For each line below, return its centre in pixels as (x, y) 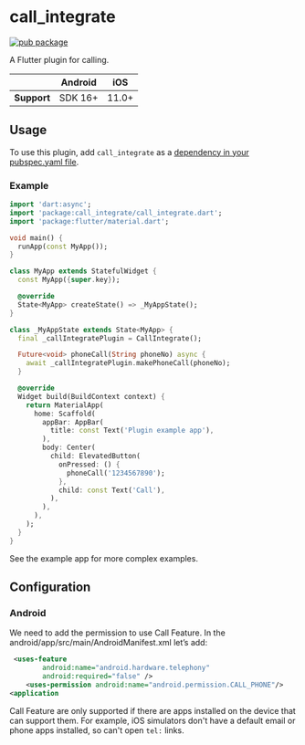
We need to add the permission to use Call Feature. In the (117, 633)
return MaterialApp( (65, 405)
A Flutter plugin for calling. (59, 59)
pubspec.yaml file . (44, 162)
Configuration (50, 588)
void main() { (37, 238)
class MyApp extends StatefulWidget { (83, 271)
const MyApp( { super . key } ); (69, 280)
